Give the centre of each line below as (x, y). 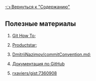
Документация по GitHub (38, 64)
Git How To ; (24, 35)
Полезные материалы (41, 24)
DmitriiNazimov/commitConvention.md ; (51, 54)
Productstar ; (25, 45)
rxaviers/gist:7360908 (34, 73)
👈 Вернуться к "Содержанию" (38, 7)
